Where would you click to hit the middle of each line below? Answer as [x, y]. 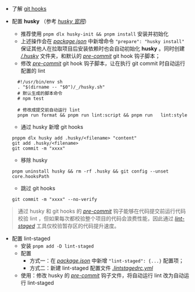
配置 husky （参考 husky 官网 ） [51, 21]
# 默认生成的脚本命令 [40, 93]
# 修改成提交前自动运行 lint [49, 110]
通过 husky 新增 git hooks [52, 127]
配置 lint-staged [31, 239]
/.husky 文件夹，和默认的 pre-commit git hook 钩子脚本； [90, 56]
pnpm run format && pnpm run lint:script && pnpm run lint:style [103, 115]
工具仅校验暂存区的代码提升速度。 [78, 226]
